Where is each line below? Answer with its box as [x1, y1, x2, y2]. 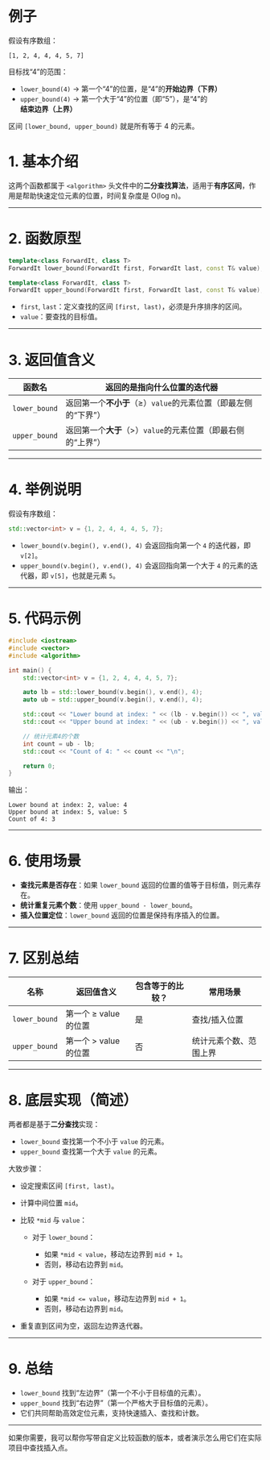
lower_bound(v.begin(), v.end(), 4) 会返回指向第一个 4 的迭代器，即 [19, 541, 252, 551]
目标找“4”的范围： [8, 66, 68, 77]
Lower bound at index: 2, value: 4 [8, 801, 128, 809]
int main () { [8, 666, 52, 674]
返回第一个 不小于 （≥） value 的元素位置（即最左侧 [65, 397, 253, 409]
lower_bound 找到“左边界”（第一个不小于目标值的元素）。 [19, 1388, 206, 1397]
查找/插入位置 [191, 1014, 243, 1025]
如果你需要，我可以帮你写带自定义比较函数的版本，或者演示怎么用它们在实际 [8, 1433, 262, 1442]
